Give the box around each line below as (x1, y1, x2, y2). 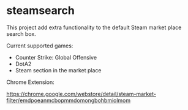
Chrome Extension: (6, 78, 55, 86)
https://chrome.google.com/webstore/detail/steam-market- (6, 90, 157, 97)
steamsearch (6, 4, 75, 18)
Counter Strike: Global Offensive (15, 53, 97, 61)
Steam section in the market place (15, 66, 102, 74)
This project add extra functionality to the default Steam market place (6, 24, 182, 31)
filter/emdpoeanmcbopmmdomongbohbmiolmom (6, 97, 131, 104)
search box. (6, 30, 37, 37)
